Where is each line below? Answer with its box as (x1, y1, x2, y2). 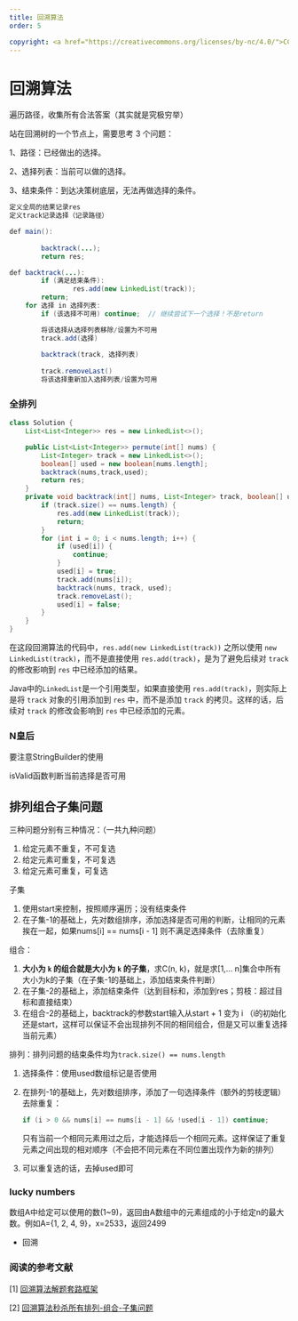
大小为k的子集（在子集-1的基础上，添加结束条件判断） (21, 975, 220, 986)
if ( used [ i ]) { (56, 542, 114, 552)
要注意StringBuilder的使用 (9, 752, 104, 762)
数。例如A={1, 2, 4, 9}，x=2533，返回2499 (9, 1218, 167, 1228)
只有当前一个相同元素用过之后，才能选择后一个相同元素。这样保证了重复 (21, 1133, 286, 1144)
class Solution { (9, 419, 74, 428)
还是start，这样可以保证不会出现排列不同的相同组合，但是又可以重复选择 (21, 1019, 288, 1030)
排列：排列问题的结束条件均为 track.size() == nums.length (9, 1049, 226, 1059)
